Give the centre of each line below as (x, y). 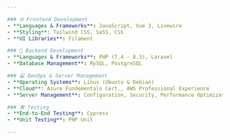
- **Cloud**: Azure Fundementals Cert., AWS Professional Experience (108, 88)
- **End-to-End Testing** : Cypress (58, 113)
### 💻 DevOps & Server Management (57, 76)
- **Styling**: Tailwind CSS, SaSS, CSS (66, 32)
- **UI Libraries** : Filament (50, 38)
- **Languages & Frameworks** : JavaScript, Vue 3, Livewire (95, 26)
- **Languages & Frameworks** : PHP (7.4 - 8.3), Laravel (90, 57)
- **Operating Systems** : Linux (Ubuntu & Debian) (81, 82)
